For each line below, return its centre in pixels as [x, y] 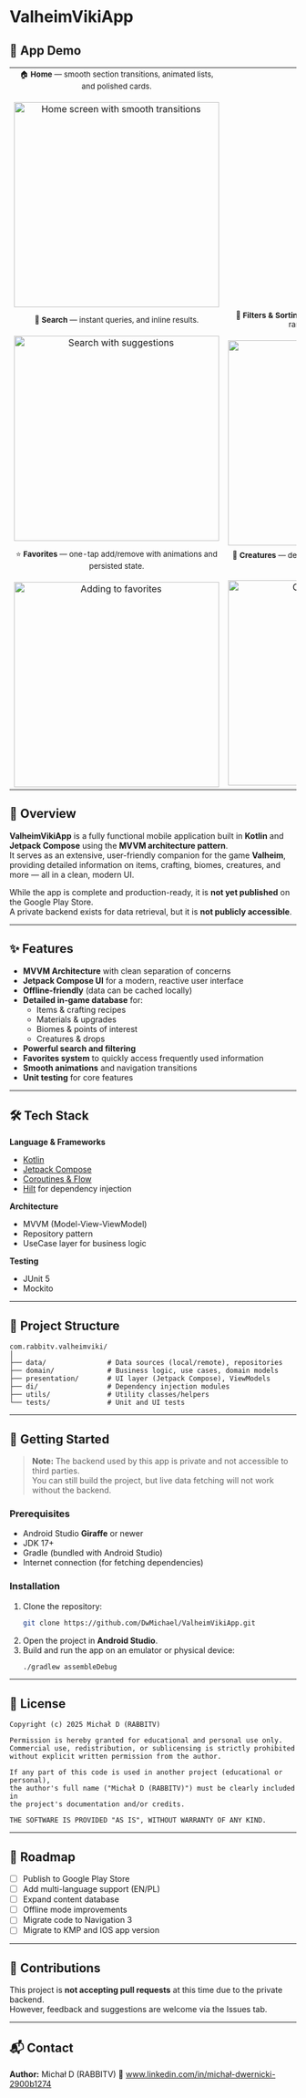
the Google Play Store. [51, 902]
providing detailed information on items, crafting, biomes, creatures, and [145, 864]
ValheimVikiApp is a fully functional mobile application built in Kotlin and [147, 835]
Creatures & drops [71, 1039]
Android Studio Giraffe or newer [83, 1534]
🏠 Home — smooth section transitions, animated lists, [117, 74]
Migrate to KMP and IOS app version [91, 1930]
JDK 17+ [38, 1544]
